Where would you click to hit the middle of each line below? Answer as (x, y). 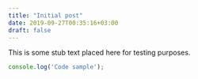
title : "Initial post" (46, 15)
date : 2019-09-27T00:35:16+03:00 (63, 23)
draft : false (30, 30)
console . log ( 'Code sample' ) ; (56, 67)
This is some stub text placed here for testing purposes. (99, 53)
